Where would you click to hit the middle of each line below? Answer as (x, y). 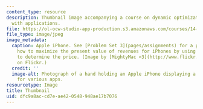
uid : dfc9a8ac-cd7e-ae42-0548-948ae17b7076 (62, 96)
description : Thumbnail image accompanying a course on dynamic (89, 18)
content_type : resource (36, 12)
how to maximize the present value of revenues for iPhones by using (107, 51)
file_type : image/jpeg (35, 35)
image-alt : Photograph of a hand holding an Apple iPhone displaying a (104, 74)
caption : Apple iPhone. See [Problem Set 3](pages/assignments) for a (102, 46)
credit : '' (25, 68)
